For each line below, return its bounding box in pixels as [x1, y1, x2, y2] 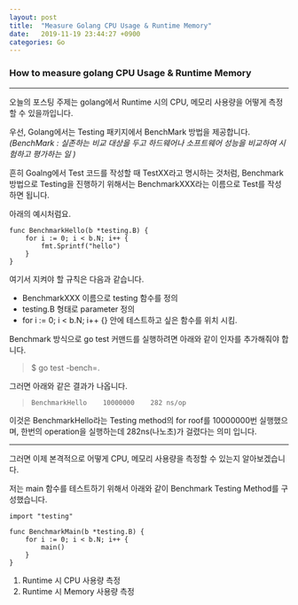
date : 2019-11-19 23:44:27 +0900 [9, 29, 141, 38]
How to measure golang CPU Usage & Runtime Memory [9, 67, 252, 80]
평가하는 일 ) [32, 148, 76, 159]
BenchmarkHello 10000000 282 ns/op [30, 398, 186, 407]
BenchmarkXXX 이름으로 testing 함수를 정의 [21, 292, 179, 303]
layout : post [9, 12, 58, 22]
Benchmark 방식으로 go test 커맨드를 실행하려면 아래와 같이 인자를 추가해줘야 [9, 333, 280, 344]
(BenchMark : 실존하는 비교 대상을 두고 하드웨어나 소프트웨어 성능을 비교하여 [9, 137, 277, 148]
